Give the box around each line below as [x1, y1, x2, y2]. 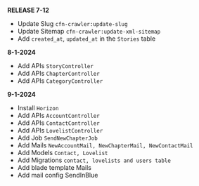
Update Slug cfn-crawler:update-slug [17, 20, 128, 27]
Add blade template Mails [17, 164, 91, 171]
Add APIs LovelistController [17, 126, 103, 134]
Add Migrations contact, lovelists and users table [17, 156, 171, 164]
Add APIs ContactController [17, 119, 100, 127]
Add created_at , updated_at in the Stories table [17, 34, 156, 43]
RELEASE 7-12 [7, 6, 49, 14]
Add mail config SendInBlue [17, 171, 98, 179]
